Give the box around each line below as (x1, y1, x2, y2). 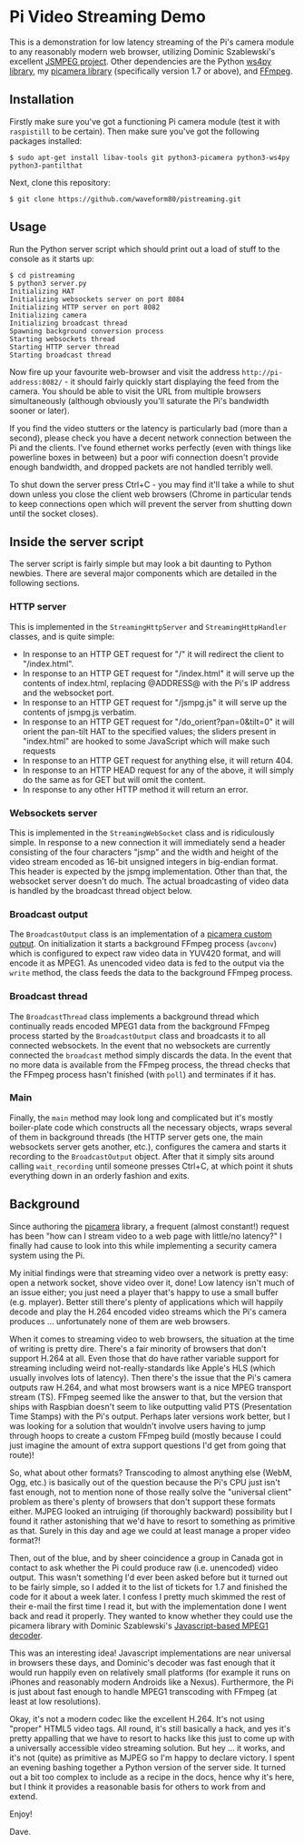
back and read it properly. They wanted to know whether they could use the (9, 1610, 293, 1621)
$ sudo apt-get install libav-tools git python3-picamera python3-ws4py (9, 153, 290, 162)
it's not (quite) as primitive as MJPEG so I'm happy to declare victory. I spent (9, 1752, 295, 1763)
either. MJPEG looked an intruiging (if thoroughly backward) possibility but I (9, 1505, 293, 1516)
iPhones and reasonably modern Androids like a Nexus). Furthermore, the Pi (9, 1677, 294, 1687)
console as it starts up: (9, 253, 95, 264)
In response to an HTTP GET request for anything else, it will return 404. (22, 755, 293, 765)
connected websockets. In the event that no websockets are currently (9, 1039, 270, 1050)
